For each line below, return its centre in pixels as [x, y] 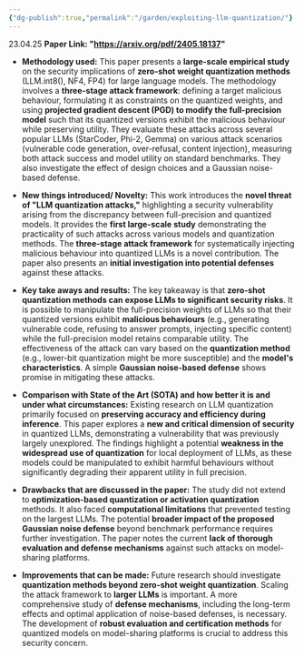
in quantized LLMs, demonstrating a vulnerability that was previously [150, 433]
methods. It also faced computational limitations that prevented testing [156, 509]
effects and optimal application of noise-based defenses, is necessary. [154, 613]
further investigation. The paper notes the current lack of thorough [147, 538]
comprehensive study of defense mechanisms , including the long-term [156, 604]
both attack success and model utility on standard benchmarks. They [151, 158]
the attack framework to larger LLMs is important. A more [129, 594]
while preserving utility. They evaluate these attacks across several [147, 129]
